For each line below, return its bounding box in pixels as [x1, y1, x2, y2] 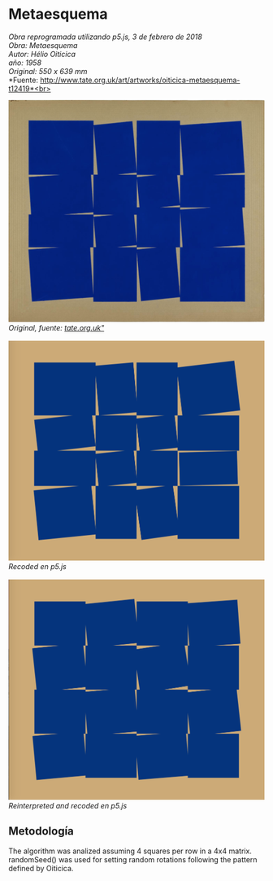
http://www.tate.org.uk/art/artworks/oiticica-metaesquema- [40, 75, 240, 85]
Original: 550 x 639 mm [8, 66, 88, 76]
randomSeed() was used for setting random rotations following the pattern [8, 854, 258, 864]
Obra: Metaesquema [8, 40, 78, 50]
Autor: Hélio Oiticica [8, 49, 76, 59]
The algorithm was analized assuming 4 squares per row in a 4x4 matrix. [8, 846, 252, 856]
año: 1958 [8, 58, 42, 68]
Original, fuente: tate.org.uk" [8, 322, 105, 332]
